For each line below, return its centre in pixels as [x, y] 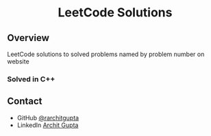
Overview [28, 38]
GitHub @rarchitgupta [48, 118]
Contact [25, 101]
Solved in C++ [31, 79]
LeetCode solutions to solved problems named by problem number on [106, 54]
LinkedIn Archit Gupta [48, 125]
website [18, 62]
